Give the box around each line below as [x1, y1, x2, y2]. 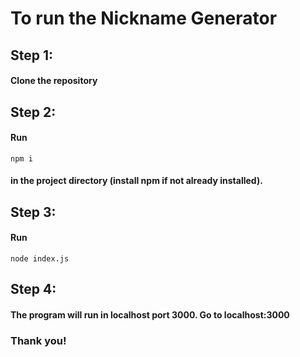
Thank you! [10, 333, 67, 347]
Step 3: [10, 203, 57, 221]
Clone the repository [10, 75, 98, 87]
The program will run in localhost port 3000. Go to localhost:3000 [10, 308, 290, 321]
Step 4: [10, 281, 57, 298]
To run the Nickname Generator [10, 7, 278, 30]
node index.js [10, 253, 70, 264]
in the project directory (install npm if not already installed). [10, 175, 263, 187]
